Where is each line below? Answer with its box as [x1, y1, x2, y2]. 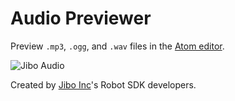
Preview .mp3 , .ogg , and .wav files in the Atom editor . [10, 40, 225, 52]
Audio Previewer [10, 7, 152, 30]
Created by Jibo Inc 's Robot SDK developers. [10, 78, 197, 91]
